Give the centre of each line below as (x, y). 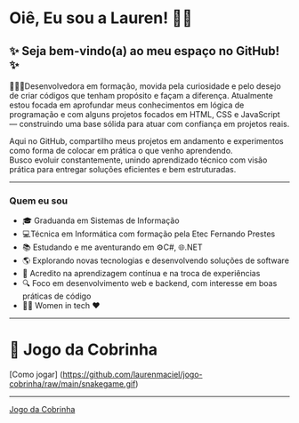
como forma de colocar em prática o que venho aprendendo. (121, 151)
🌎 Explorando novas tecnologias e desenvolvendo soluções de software (155, 260)
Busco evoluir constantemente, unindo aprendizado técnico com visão (138, 160)
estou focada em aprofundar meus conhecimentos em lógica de (127, 105)
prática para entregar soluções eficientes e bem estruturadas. (123, 169)
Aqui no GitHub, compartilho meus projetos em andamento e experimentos (146, 141)
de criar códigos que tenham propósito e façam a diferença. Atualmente (141, 96)
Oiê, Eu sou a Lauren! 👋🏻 (101, 18)
